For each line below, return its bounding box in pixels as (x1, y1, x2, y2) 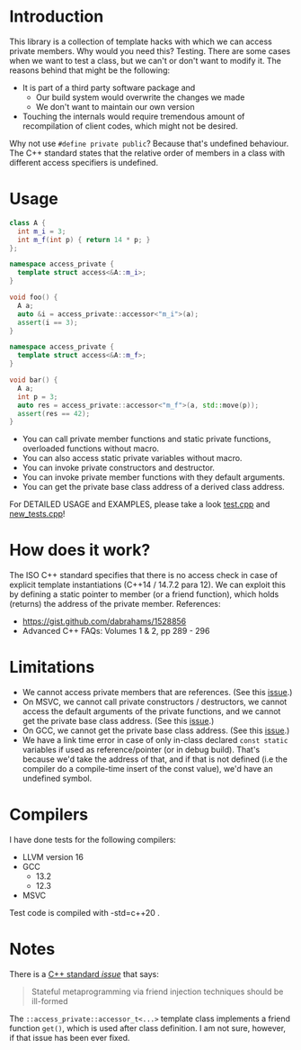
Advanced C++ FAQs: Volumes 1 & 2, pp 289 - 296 (22, 626, 210, 637)
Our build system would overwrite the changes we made (35, 92, 245, 103)
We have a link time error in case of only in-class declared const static (22, 735, 288, 746)
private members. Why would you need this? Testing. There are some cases (9, 45, 291, 56)
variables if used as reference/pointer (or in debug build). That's (22, 745, 261, 756)
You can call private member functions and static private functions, (22, 434, 271, 445)
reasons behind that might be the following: (9, 65, 171, 76)
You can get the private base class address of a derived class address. (22, 482, 285, 493)
